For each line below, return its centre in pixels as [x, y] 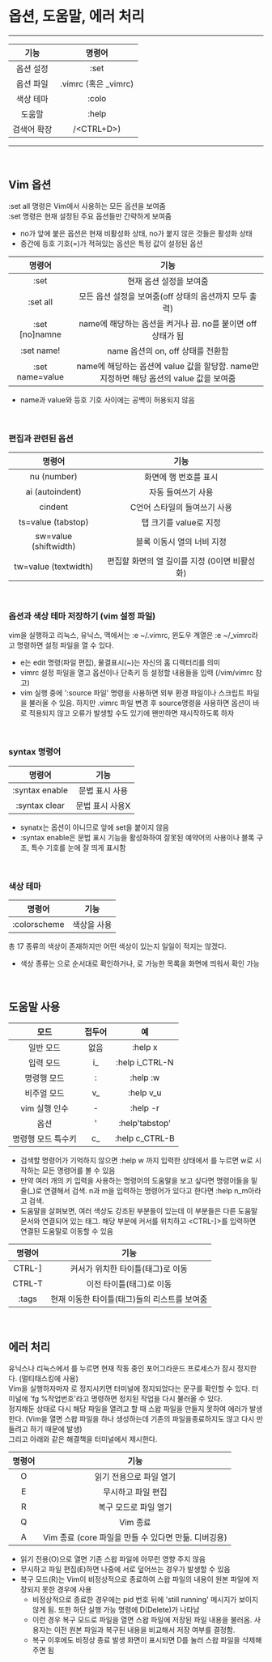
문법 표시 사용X [103, 805]
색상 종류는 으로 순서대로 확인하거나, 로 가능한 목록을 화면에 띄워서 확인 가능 [140, 963]
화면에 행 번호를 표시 [181, 477]
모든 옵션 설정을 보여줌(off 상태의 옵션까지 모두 [163, 296]
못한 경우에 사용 [67, 1589]
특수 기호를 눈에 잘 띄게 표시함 [79, 848]
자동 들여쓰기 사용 [181, 492]
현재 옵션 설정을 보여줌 [168, 281]
